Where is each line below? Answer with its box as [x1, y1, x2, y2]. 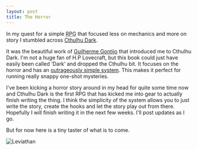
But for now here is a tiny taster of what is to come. [6, 127, 130, 134]
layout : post [6, 8, 38, 15]
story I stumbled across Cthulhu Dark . [6, 36, 98, 43]
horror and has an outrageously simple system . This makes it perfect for [6, 66, 181, 73]
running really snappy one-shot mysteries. [6, 73, 109, 80]
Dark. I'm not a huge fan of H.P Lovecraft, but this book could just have [6, 54, 178, 61]
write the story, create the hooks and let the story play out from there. [6, 103, 175, 110]
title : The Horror [6, 14, 51, 20]
